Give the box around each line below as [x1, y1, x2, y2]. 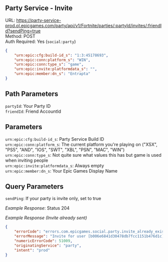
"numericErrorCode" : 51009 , [14, 239, 72, 244]
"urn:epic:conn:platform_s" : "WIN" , [14, 57, 91, 62]
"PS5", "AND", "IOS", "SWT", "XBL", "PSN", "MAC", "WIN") [5, 147, 125, 153]
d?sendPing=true [5, 27, 41, 34]
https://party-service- [16, 17, 61, 23]
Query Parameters [5, 182, 64, 191]
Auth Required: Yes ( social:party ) [5, 38, 76, 44]
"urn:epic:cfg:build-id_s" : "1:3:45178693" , [14, 52, 108, 58]
